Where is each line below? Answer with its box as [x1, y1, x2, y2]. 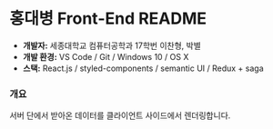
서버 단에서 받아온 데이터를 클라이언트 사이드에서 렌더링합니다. [9, 110, 231, 121]
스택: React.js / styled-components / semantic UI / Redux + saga [22, 63, 264, 74]
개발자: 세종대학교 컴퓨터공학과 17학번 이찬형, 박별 [22, 40, 202, 51]
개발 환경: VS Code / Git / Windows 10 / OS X [22, 51, 189, 62]
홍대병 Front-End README [9, 8, 207, 29]
